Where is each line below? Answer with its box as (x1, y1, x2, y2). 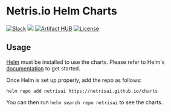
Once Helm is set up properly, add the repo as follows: (6, 76, 142, 84)
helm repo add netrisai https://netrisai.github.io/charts (6, 88, 158, 94)
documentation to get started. (6, 64, 80, 72)
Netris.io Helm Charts (6, 4, 118, 18)
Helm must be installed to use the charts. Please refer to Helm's (6, 58, 165, 66)
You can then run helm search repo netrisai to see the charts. (6, 98, 163, 106)
